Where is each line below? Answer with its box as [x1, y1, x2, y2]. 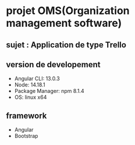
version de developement [6, 60, 101, 70]
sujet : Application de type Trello [6, 40, 127, 50]
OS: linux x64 [14, 94, 47, 101]
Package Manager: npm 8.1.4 [14, 88, 84, 95]
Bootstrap [14, 133, 38, 140]
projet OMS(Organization [6, 4, 130, 18]
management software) [6, 16, 122, 30]
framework [6, 111, 47, 120]
